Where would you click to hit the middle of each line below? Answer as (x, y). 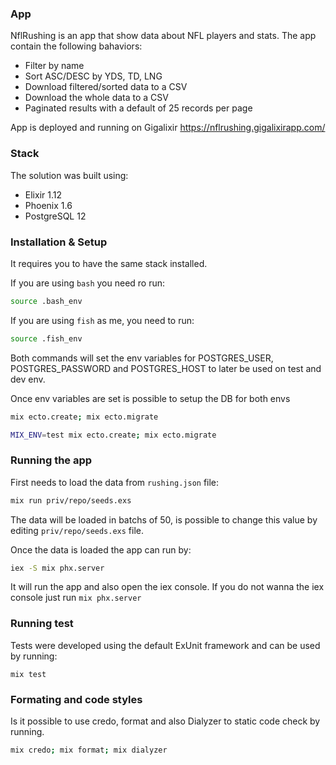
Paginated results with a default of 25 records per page (138, 108)
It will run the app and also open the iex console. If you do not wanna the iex (167, 587)
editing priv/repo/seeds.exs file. (77, 530)
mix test (28, 674)
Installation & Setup (59, 242)
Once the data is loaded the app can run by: (101, 549)
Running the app (51, 460)
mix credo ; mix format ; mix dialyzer (89, 750)
